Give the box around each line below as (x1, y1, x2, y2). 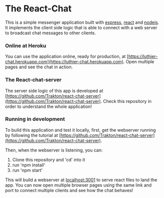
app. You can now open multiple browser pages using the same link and (5, 182, 152, 188)
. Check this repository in (100, 98, 152, 104)
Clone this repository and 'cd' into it (12, 156, 85, 162)
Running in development (5, 116, 65, 123)
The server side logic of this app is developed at (5, 88, 104, 94)
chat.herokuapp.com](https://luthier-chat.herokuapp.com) (5, 59, 123, 65)
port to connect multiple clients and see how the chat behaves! (5, 187, 133, 193)
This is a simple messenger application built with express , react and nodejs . (5, 19, 160, 25)
